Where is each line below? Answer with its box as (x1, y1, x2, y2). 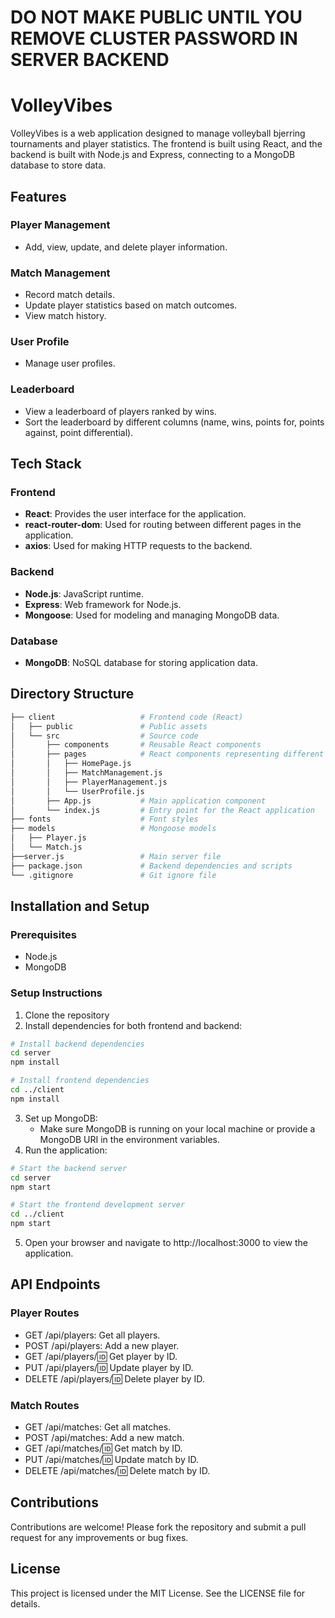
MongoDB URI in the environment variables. (39, 1133, 221, 1145)
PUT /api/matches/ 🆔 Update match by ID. (24, 1454, 199, 1466)
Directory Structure (10, 686, 135, 703)
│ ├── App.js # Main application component (10, 796, 267, 806)
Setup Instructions (10, 986, 103, 1000)
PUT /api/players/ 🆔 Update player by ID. (24, 1361, 194, 1373)
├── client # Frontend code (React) (10, 712, 244, 722)
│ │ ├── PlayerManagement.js (10, 777, 168, 787)
